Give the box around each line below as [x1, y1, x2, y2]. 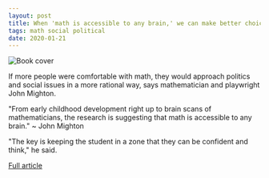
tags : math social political [8, 26, 106, 34]
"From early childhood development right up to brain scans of [8, 104, 212, 114]
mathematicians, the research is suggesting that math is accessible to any [8, 113, 252, 123]
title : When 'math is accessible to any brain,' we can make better [8, 19, 242, 27]
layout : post [8, 11, 52, 20]
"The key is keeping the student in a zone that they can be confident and [8, 137, 248, 147]
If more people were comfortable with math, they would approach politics [8, 71, 251, 81]
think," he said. [8, 145, 58, 155]
